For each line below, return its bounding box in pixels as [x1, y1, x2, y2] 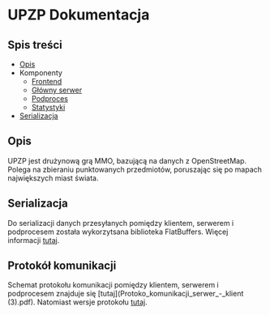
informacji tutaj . [7, 235, 60, 245]
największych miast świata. [7, 172, 99, 183]
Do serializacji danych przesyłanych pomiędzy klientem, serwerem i [7, 218, 234, 228]
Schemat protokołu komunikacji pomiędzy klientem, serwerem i [7, 280, 220, 290]
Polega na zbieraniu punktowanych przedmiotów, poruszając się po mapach [7, 164, 263, 174]
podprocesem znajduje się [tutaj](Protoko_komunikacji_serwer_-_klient [7, 289, 244, 299]
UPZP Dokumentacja [7, 6, 150, 24]
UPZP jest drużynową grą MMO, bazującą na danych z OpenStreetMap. [7, 155, 247, 165]
